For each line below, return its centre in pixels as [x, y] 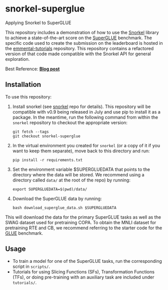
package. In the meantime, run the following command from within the [85, 117]
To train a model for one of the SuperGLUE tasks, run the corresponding [87, 261]
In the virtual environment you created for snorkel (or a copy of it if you [86, 145]
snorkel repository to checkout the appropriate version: [70, 122]
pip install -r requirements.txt [48, 160]
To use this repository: [28, 96]
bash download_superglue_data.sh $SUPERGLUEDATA [64, 208]
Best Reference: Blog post [32, 69]
